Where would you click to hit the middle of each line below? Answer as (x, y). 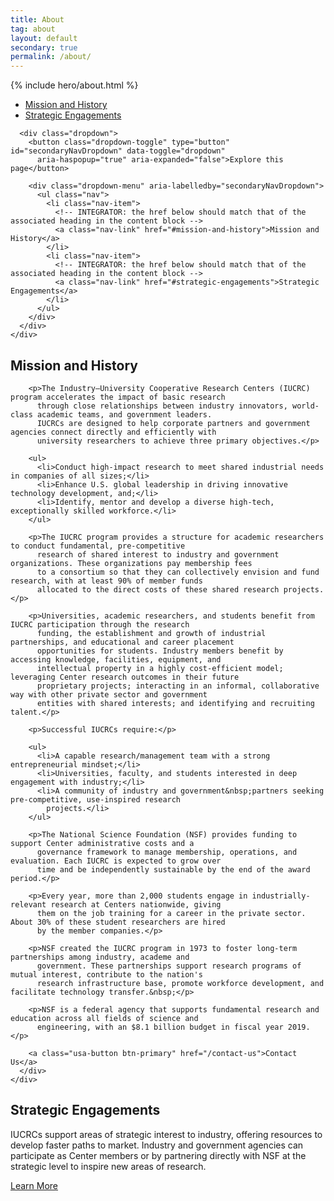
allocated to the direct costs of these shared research (158, 589)
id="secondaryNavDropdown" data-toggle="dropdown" (118, 151)
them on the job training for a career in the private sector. (171, 913)
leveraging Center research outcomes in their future (125, 677)
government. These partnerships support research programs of (169, 966)
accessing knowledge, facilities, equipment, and (116, 659)
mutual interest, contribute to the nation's (106, 974)
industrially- (281, 896)
